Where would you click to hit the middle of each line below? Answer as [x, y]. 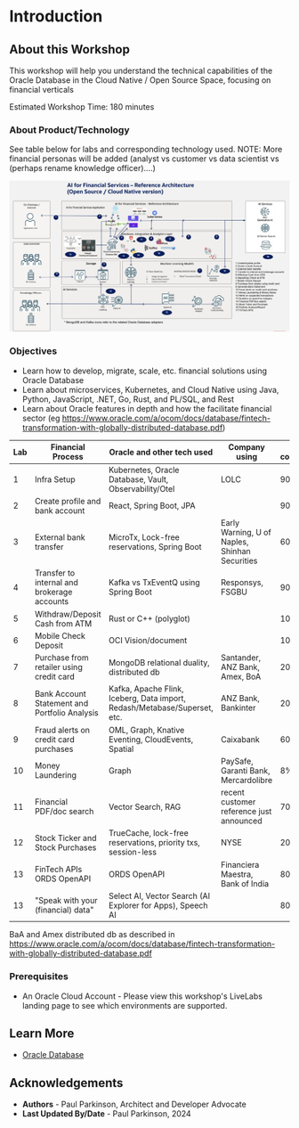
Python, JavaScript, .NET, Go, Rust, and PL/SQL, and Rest [128, 399]
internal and [56, 583]
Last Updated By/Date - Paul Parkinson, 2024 [106, 1114]
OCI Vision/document [148, 641]
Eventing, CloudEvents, [151, 739]
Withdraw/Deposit [68, 614]
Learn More [42, 1033]
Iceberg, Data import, [147, 699]
